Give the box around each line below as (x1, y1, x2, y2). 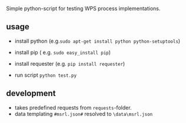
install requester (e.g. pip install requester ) (14, 60, 125, 67)
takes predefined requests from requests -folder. (14, 104, 132, 111)
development (6, 88, 56, 98)
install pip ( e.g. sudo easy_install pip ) (14, 49, 111, 56)
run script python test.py (14, 71, 77, 78)
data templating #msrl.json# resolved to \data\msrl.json (14, 110, 153, 117)
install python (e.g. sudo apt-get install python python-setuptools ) (14, 37, 181, 45)
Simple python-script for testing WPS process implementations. (6, 5, 161, 12)
